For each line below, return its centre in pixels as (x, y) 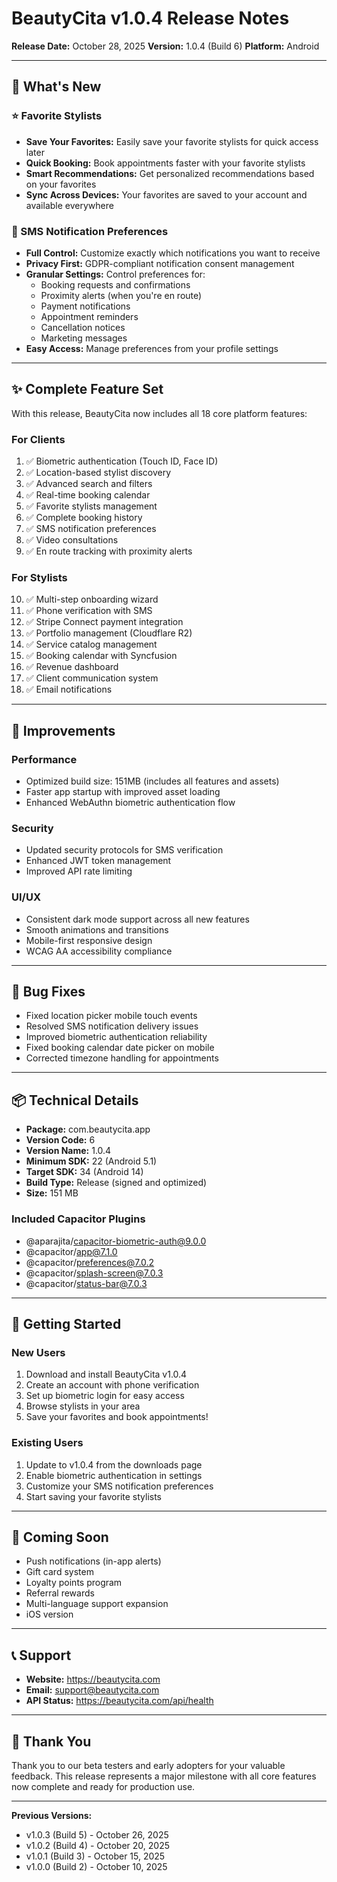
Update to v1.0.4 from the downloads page (114, 1464)
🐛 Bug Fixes (48, 991)
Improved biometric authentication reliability (116, 1037)
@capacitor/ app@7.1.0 (71, 1251)
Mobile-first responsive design (89, 940)
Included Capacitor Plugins (78, 1219)
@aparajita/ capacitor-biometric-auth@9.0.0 (116, 1241)
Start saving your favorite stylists (94, 1496)
